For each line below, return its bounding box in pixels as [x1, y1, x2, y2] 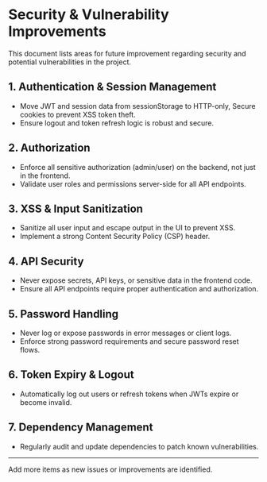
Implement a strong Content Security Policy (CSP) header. [19, 232, 211, 241]
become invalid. [19, 397, 72, 407]
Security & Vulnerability [8, 6, 169, 24]
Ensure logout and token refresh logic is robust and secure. [19, 118, 215, 128]
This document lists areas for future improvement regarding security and [8, 48, 246, 58]
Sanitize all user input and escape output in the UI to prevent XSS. [19, 223, 236, 233]
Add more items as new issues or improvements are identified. [8, 465, 213, 474]
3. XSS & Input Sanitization [8, 202, 143, 215]
